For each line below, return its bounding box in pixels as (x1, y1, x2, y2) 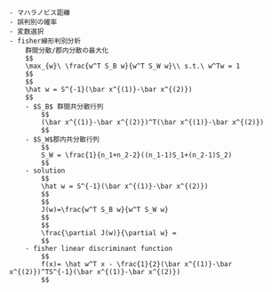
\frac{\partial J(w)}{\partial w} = (41, 229, 177, 238)
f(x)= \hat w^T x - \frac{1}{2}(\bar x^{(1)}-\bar (41, 260, 233, 269)
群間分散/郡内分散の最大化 (25, 46, 109, 55)
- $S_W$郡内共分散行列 (25, 135, 100, 144)
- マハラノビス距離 (9, 8, 71, 17)
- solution (25, 166, 66, 175)
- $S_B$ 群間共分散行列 (25, 102, 104, 111)
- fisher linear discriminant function (25, 244, 173, 253)
